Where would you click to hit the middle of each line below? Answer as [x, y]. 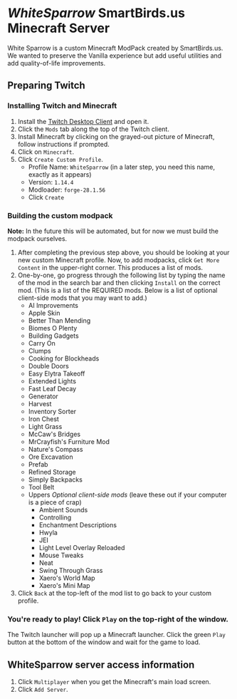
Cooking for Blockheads [64, 358]
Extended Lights [52, 381]
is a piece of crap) [55, 502]
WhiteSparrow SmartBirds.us [96, 13]
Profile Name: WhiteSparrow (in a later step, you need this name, [122, 167]
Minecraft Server [59, 28]
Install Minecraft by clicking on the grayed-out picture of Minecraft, [116, 136]
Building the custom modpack [60, 215]
